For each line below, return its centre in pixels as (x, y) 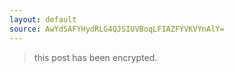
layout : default (43, 19)
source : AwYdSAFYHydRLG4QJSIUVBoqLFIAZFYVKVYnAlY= (117, 29)
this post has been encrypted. (95, 57)
